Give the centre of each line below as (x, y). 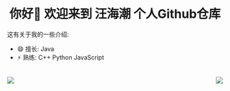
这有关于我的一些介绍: (38, 34)
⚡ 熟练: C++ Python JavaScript (61, 57)
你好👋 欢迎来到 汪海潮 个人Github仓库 (115, 14)
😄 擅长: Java (36, 49)
